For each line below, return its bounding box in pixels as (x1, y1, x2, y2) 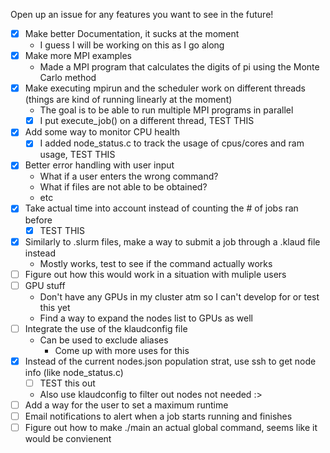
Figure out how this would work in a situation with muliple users (24, 268, 287, 280)
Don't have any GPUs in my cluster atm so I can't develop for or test (39, 290, 320, 303)
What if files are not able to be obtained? (39, 181, 208, 193)
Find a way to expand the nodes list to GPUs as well (39, 312, 253, 324)
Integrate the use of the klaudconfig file (24, 322, 188, 334)
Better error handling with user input (24, 159, 175, 171)
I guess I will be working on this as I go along (39, 39, 225, 51)
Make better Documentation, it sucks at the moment (24, 28, 240, 39)
